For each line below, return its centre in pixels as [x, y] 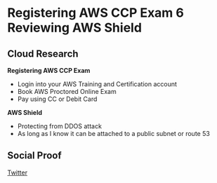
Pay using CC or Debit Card [57, 99]
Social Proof [34, 156]
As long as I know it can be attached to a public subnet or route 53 [114, 134]
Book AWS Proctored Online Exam [67, 91]
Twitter [18, 172]
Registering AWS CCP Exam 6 [96, 13]
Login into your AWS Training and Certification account [97, 84]
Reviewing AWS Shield [75, 28]
